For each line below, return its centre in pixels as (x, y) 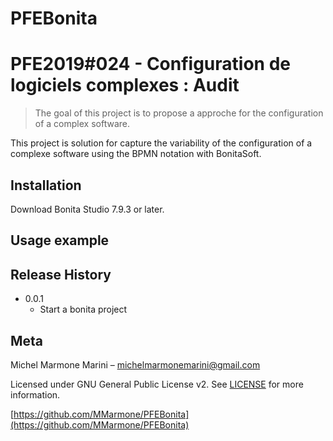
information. (35, 394)
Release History (61, 274)
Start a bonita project (83, 309)
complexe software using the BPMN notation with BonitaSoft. (136, 154)
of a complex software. (82, 124)
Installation (46, 185)
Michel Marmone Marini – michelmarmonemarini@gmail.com (135, 364)
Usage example (60, 240)
